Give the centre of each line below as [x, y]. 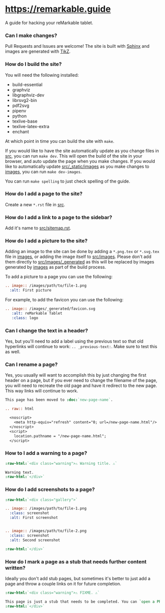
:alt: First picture [30, 290]
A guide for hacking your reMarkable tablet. [49, 23]
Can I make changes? [31, 35]
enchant [21, 131]
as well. [13, 352]
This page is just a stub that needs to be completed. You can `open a [80, 602]
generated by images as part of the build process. [56, 267]
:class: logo [25, 318]
